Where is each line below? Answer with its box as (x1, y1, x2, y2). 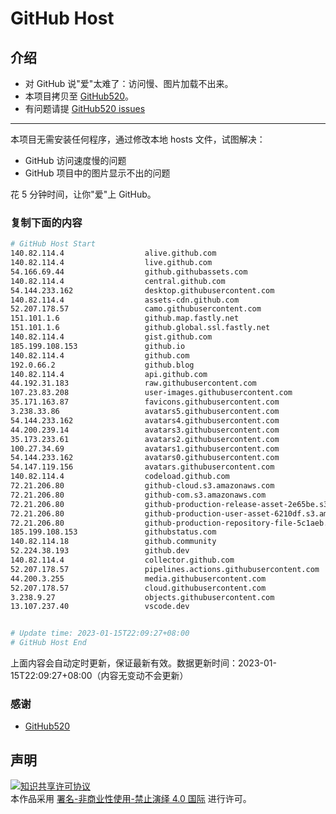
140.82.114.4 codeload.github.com (10, 472, 230, 482)
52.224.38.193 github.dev (10, 546, 190, 556)
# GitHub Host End (10, 638, 87, 648)
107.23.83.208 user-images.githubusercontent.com (10, 388, 293, 398)
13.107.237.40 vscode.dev (10, 602, 190, 612)
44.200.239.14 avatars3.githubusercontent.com (10, 425, 280, 435)
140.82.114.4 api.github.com (10, 369, 208, 379)
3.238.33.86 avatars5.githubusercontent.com (10, 407, 280, 417)
